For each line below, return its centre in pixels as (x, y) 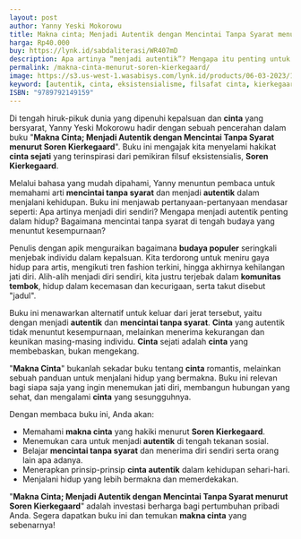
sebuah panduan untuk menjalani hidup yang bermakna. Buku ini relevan (143, 378)
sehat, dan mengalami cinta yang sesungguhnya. (100, 397)
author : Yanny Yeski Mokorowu (66, 26)
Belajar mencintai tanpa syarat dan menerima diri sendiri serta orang (150, 450)
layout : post (34, 17)
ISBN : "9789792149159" (52, 92)
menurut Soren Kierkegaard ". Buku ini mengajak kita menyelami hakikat (143, 146)
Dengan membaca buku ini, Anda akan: (82, 414)
